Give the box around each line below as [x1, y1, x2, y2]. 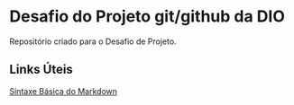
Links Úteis [9, 62, 74, 77]
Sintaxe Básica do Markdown [9, 85, 118, 96]
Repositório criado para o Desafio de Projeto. [9, 36, 178, 47]
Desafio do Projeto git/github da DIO [9, 6, 286, 27]
